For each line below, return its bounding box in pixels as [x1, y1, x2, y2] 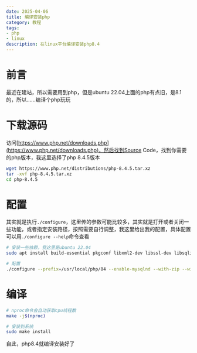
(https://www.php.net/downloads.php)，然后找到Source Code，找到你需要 [6, 146, 187, 153]
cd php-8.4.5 [6, 176, 38, 182]
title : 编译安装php [6, 14, 50, 20]
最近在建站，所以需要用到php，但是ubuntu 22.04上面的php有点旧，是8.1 [6, 88, 182, 95]
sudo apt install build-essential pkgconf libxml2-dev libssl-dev [6, 250, 172, 256]
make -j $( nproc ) [6, 313, 46, 319]
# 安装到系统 [6, 323, 33, 330]
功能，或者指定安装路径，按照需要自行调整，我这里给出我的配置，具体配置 [11, 226, 191, 233]
